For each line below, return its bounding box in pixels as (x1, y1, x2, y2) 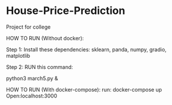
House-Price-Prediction (6, 4, 126, 17)
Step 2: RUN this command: (6, 63, 73, 71)
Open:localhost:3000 (6, 92, 58, 99)
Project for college (6, 23, 51, 30)
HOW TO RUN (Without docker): (6, 34, 84, 41)
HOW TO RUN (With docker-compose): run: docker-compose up (6, 86, 163, 93)
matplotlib (6, 52, 31, 59)
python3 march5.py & (6, 75, 59, 82)
